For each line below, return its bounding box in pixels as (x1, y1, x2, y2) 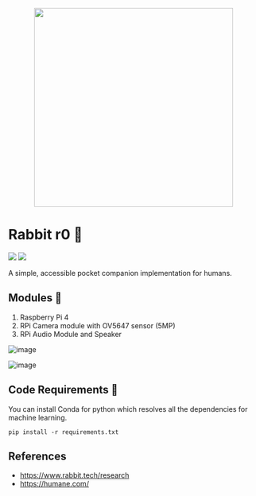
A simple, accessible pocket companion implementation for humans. (8, 268, 232, 277)
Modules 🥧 (8, 291, 62, 305)
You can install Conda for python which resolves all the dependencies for (8, 404, 248, 413)
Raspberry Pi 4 (19, 312, 69, 322)
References (8, 449, 67, 463)
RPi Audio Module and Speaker (19, 329, 122, 339)
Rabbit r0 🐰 (8, 226, 83, 244)
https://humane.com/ (19, 479, 90, 489)
